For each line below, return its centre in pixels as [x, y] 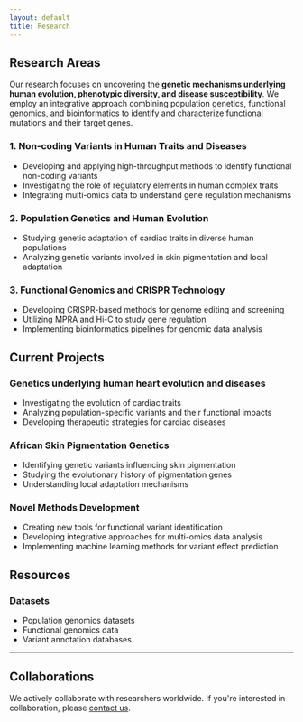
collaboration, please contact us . [70, 708]
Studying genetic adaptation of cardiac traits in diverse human [138, 238]
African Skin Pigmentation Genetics [89, 445]
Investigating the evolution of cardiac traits [102, 402]
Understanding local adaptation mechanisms [106, 484]
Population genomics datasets [78, 621]
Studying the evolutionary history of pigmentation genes [127, 474]
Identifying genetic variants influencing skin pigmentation [129, 465]
